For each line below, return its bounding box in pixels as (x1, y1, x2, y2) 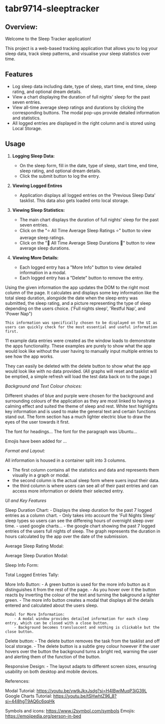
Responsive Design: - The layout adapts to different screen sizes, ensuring (5, 663, 157, 669)
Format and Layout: (5, 447, 45, 453)
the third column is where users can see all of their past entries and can (12, 483, 158, 488)
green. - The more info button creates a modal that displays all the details (5, 597, 154, 603)
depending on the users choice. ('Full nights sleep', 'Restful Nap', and (5, 305, 146, 311)
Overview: (5, 23, 38, 31)
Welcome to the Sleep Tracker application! (5, 36, 91, 42)
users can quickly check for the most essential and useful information (5, 325, 158, 330)
